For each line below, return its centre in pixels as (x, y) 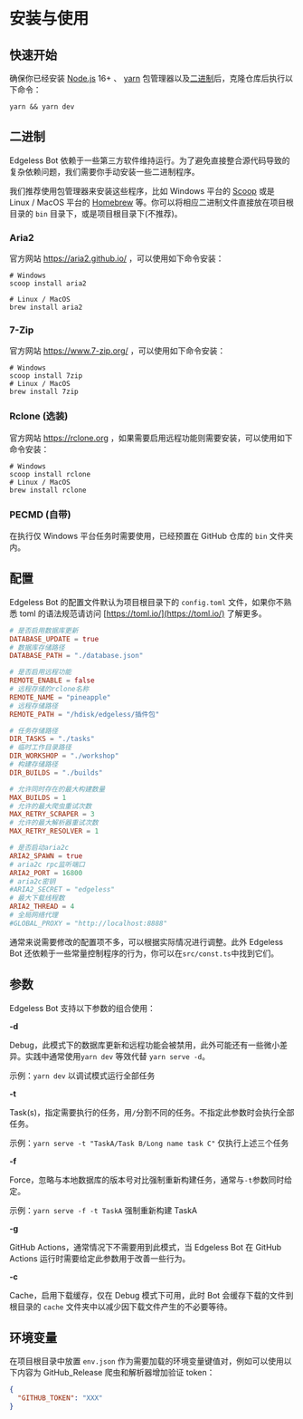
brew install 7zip (44, 392)
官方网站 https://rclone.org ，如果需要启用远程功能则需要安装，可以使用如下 (151, 438)
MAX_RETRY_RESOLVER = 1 (54, 831)
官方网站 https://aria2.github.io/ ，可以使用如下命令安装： (117, 258)
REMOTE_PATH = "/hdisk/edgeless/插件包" (85, 714)
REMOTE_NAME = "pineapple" (60, 697)
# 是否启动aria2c (39, 848)
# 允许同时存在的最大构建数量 (57, 789)
